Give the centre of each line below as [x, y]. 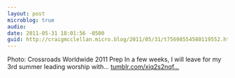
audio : [17, 26]
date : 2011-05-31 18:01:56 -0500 [56, 33]
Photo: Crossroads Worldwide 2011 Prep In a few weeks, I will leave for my [114, 59]
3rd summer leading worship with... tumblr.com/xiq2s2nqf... [93, 67]
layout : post [26, 14]
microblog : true [31, 20]
